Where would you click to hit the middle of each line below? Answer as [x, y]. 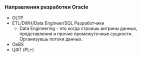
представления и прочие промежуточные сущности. [76, 34]
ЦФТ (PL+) [23, 50]
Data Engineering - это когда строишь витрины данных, [78, 28]
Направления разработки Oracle [46, 7]
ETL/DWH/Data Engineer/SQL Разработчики [58, 23]
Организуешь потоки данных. [51, 39]
